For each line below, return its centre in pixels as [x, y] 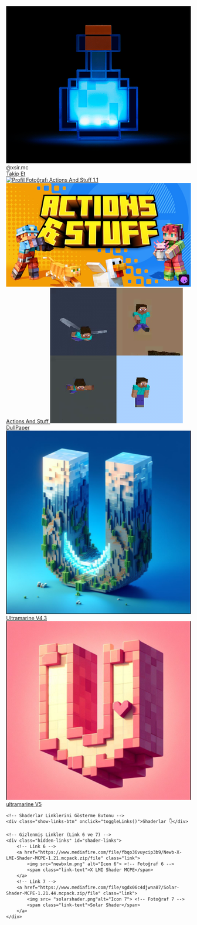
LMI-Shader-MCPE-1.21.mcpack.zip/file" [55, 858]
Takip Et [16, 174]
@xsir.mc [17, 167]
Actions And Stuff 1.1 [74, 180]
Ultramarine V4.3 [27, 618]
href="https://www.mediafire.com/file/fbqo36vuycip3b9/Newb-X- [103, 852]
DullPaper [18, 428]
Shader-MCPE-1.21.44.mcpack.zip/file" [53, 893]
